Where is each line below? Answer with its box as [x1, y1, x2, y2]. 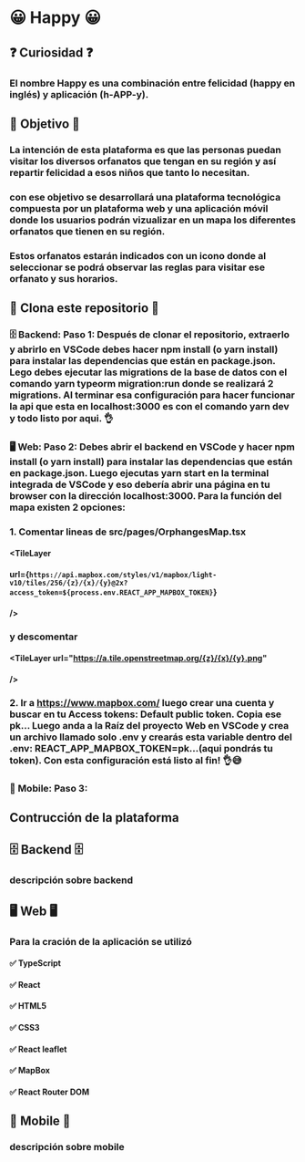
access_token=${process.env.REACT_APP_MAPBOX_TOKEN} [9, 588, 214, 597]
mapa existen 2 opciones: [9, 501, 126, 514]
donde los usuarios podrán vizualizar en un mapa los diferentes [9, 213, 296, 226]
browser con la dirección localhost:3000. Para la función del [9, 489, 282, 502]
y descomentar [9, 630, 78, 643]
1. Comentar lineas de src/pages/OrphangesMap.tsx [9, 525, 247, 538]
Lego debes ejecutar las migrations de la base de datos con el [9, 366, 288, 379]
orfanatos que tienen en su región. [9, 224, 166, 237]
